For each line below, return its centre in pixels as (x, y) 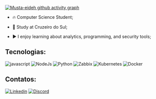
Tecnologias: (25, 52)
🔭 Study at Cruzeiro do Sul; (40, 27)
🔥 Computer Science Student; (43, 17)
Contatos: (21, 80)
